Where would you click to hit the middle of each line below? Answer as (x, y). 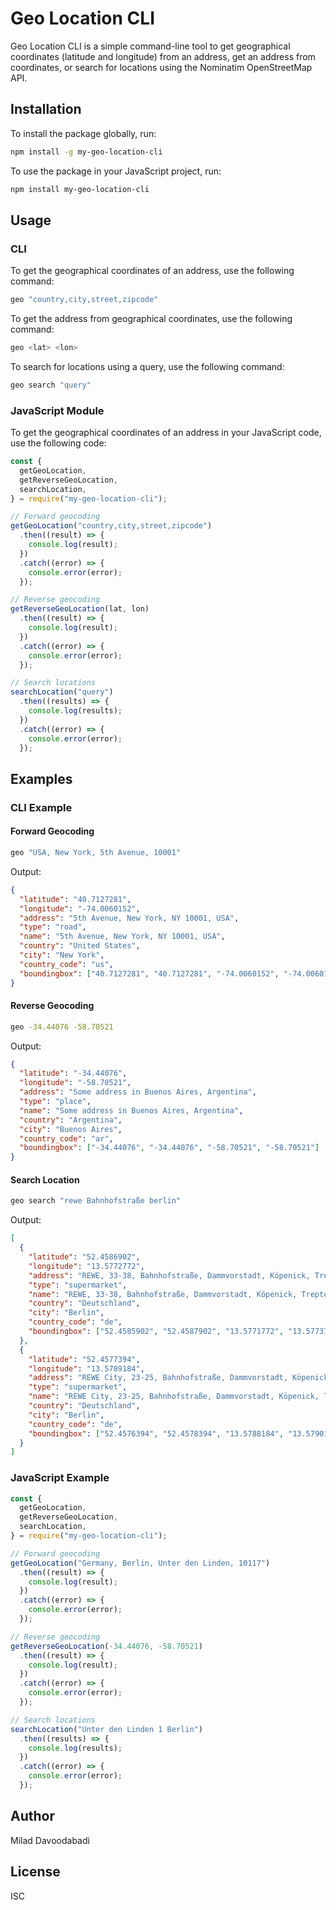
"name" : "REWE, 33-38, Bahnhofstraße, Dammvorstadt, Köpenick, (163, 1294)
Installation (46, 109)
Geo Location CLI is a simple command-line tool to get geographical (150, 46)
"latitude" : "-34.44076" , (73, 1073)
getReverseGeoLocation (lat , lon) (80, 609)
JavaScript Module (57, 410)
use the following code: (58, 443)
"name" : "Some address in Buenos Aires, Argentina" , (131, 1110)
